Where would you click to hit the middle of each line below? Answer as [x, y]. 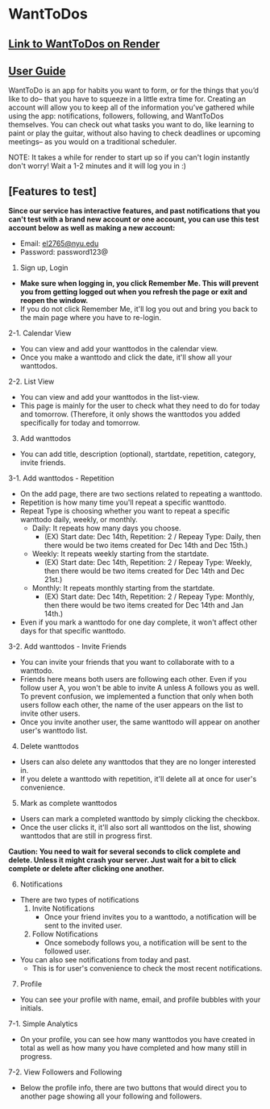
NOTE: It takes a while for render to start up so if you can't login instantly [129, 157]
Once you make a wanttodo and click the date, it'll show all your [126, 357]
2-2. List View [31, 382]
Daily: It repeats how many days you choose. [106, 528]
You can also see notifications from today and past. [105, 960]
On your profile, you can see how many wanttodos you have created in [137, 1040]
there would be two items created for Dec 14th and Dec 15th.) [146, 546]
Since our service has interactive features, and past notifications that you [134, 211]
